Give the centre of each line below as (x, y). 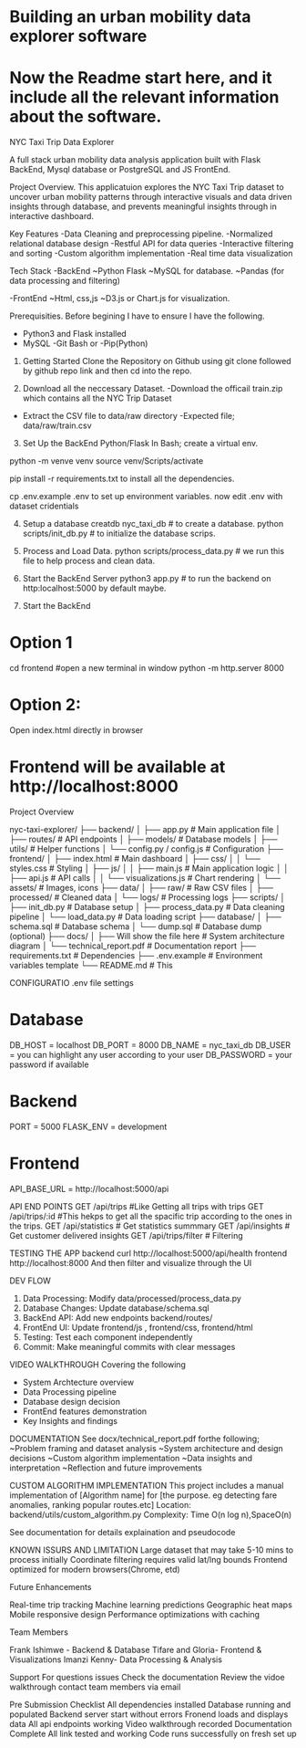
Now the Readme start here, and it (141, 78)
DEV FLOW (31, 1281)
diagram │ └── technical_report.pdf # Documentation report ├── (133, 946)
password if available (49, 1064)
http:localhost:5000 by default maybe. (94, 588)
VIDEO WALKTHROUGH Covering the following (98, 1364)
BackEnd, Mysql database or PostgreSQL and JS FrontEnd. (120, 170)
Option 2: (46, 705)
